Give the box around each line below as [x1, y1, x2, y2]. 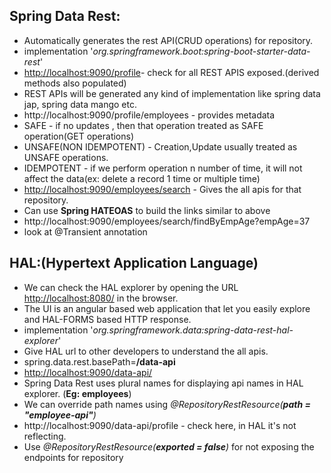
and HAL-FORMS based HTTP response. [23, 313, 192, 325]
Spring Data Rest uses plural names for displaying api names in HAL [23, 377, 304, 389]
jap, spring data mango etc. [23, 98, 137, 110]
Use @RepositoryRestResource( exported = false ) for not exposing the [23, 440, 315, 453]
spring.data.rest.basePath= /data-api [23, 355, 176, 368]
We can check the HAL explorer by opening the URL [23, 281, 239, 293]
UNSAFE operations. [23, 151, 109, 163]
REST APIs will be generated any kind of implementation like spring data [23, 87, 321, 99]
